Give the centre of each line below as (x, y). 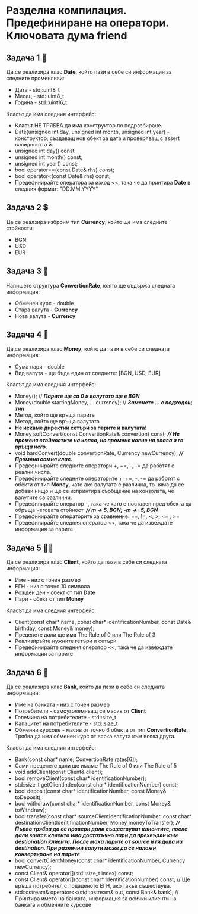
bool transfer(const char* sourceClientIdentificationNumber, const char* (103, 816)
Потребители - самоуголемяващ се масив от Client (80, 711)
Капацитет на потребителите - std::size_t (66, 723)
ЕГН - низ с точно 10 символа (52, 587)
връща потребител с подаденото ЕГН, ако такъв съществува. (93, 886)
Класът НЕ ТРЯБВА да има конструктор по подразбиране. (89, 125)
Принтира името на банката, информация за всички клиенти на (95, 899)
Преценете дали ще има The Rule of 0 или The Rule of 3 (85, 635)
